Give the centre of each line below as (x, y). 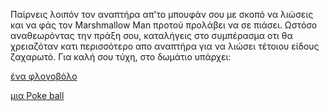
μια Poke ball (37, 95)
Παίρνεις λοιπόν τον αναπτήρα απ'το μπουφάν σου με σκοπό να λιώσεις (162, 14)
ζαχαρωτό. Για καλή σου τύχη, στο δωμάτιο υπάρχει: (121, 57)
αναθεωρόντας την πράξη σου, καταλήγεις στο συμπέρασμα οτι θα (151, 35)
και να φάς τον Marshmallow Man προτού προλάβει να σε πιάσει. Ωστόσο (164, 25)
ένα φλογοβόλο (44, 76)
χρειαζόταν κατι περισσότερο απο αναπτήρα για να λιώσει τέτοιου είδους (165, 46)
